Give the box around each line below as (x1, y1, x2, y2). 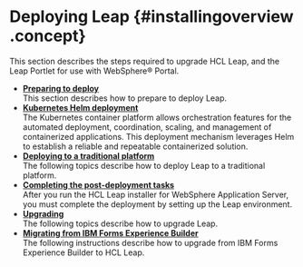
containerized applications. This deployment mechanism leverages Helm (22, 131, 295, 142)
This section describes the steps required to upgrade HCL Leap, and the (9, 55, 279, 66)
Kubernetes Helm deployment (22, 102, 139, 113)
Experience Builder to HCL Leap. (22, 247, 145, 258)
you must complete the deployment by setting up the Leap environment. (22, 198, 293, 210)
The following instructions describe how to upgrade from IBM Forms (22, 237, 279, 248)
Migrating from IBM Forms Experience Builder (22, 227, 199, 238)
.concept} (9, 25, 86, 46)
